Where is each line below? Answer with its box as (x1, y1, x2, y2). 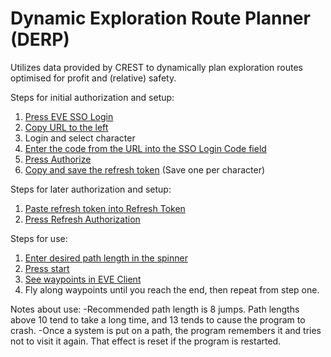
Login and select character (24, 132, 136, 144)
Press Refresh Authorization (24, 213, 141, 225)
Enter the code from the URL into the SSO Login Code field (24, 142, 267, 154)
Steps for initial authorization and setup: (10, 91, 175, 103)
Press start (24, 262, 70, 274)
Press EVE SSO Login (24, 110, 114, 122)
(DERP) (10, 28, 70, 51)
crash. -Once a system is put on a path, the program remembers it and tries (10, 324, 322, 336)
